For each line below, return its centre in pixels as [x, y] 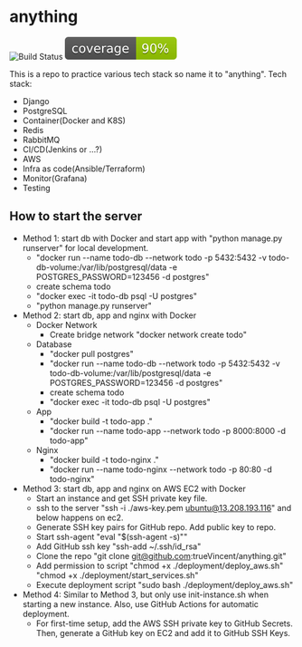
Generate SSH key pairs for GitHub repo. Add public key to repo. [156, 526]
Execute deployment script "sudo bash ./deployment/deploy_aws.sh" [165, 584]
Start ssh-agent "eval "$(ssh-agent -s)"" [112, 536]
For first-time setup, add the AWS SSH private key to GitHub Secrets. [165, 623]
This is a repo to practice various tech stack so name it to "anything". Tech [148, 73]
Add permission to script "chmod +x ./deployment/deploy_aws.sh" [160, 565]
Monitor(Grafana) [55, 178]
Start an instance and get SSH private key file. [122, 498]
